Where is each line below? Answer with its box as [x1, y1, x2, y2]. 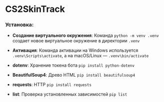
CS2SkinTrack [5, 3, 65, 15]
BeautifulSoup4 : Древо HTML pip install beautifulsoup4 [12, 72, 136, 78]
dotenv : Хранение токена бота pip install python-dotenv [12, 62, 135, 68]
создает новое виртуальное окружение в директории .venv [12, 38, 140, 44]
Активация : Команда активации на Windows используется [12, 47, 139, 53]
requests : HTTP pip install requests [12, 82, 92, 88]
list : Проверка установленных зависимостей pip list [12, 91, 128, 98]
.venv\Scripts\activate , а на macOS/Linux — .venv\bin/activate [12, 53, 149, 59]
